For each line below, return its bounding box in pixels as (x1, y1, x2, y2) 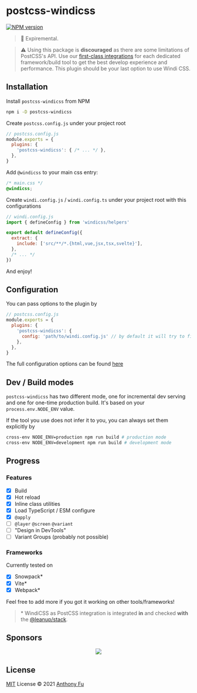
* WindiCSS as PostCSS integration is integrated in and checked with (20, 609, 189, 617)
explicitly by (6, 423, 35, 430)
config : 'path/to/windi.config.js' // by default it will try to (21, 333, 185, 339)
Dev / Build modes (6, 377, 74, 387)
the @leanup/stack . (20, 616, 68, 623)
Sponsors (6, 633, 42, 643)
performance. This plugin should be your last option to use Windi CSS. (20, 65, 191, 72)
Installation (6, 82, 48, 92)
